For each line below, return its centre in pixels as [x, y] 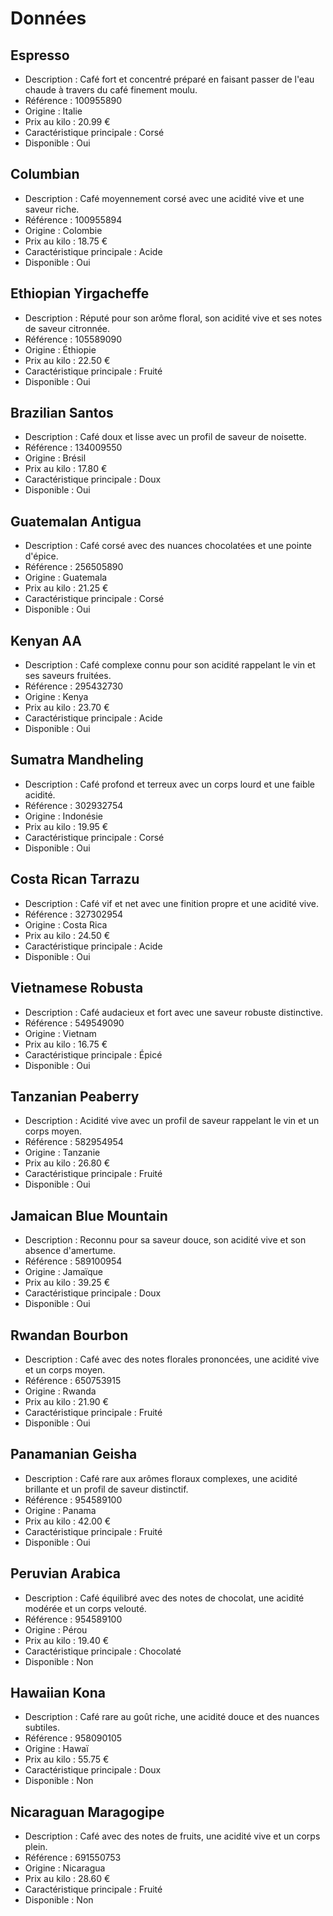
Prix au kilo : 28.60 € [67, 1879]
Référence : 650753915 [73, 1380]
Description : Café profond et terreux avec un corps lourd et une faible [170, 784]
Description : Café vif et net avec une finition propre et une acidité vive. [171, 903]
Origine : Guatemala [66, 578]
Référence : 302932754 [74, 805]
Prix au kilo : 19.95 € [66, 826]
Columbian [45, 174]
